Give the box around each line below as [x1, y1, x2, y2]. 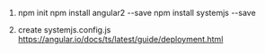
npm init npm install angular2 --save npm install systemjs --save [17, 8, 256, 18]
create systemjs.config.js [17, 25, 111, 34]
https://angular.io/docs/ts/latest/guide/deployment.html [17, 34, 224, 44]
